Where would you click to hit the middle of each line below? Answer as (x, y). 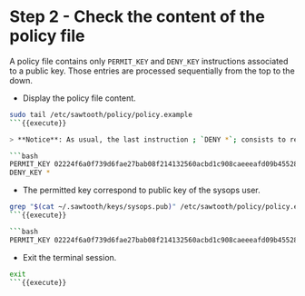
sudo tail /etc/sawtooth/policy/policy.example (101, 114)
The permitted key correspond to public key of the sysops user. (141, 190)
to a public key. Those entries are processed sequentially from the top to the (152, 71)
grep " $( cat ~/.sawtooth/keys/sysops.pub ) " (93, 207)
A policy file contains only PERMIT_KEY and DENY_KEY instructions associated (149, 61)
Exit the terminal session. (69, 257)
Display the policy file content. (79, 98)
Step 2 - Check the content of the (137, 17)
